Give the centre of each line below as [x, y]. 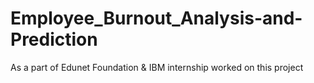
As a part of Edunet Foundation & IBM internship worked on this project [157, 67]
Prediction [54, 39]
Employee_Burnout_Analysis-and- [156, 18]
